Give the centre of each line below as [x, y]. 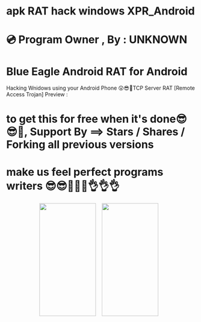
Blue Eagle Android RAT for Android [97, 71]
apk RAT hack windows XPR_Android [100, 11]
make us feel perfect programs [85, 172]
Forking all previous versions [80, 144]
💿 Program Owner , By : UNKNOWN [97, 40]
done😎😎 [168, 119]
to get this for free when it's [77, 119]
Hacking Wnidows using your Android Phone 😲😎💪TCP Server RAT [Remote [101, 88]
